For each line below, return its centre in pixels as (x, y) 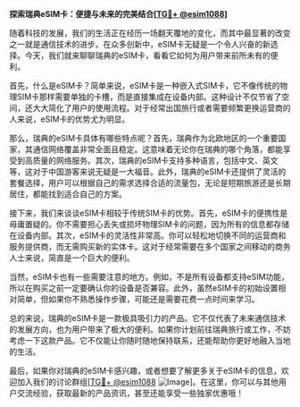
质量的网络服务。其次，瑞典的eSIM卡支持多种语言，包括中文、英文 (155, 161)
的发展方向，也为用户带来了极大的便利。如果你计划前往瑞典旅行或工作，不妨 (150, 329)
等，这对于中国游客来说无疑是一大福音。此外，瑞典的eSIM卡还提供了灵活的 (148, 172)
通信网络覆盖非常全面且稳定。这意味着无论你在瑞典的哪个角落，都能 (158, 149)
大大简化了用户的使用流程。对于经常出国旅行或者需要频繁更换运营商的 (162, 108)
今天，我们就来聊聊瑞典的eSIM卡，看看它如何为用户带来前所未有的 (147, 55)
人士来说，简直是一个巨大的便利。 (72, 258)
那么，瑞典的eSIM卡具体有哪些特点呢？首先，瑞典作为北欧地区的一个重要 (144, 138)
